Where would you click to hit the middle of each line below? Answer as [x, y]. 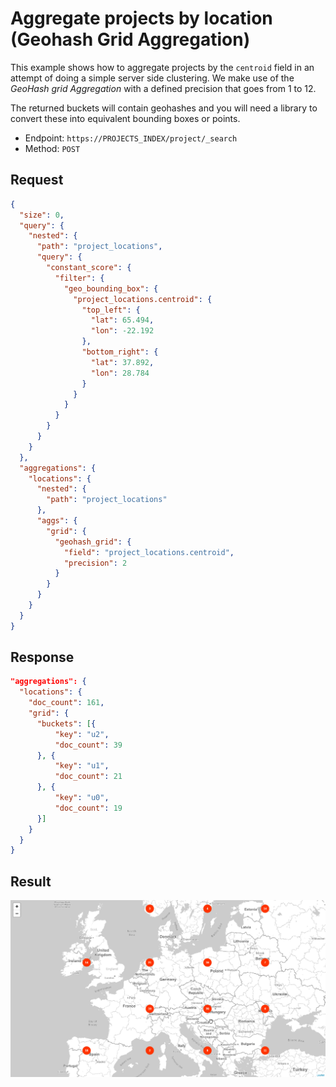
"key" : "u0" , [82, 798]
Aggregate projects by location [141, 18]
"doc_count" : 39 [88, 745]
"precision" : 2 [95, 563]
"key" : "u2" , [82, 734]
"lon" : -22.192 [122, 331]
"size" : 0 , [42, 215]
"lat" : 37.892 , [122, 362]
